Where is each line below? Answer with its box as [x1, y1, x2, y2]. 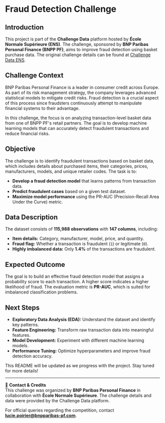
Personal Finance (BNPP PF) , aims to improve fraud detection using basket [5, 47, 158, 52]
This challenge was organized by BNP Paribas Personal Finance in [5, 388, 141, 393]
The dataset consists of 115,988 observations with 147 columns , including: [5, 226, 158, 232]
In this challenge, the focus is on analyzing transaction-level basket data [5, 115, 151, 121]
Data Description [5, 213, 58, 222]
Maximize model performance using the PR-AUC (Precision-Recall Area [12, 194, 160, 199]
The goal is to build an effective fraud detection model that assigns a [5, 273, 144, 279]
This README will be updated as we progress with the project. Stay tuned [5, 363, 155, 369]
